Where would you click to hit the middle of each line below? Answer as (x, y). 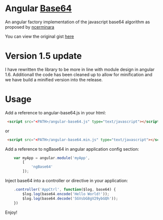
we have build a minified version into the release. (54, 79)
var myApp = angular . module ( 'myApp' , (52, 158)
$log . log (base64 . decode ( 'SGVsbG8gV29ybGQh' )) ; (70, 198)
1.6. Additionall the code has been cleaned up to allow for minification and (79, 74)
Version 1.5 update (43, 56)
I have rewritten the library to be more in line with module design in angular (80, 69)
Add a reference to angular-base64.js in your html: (56, 112)
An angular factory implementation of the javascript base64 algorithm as (78, 22)
